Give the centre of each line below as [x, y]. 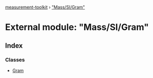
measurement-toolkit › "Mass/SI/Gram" [45, 7]
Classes [15, 60]
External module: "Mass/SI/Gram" [77, 27]
